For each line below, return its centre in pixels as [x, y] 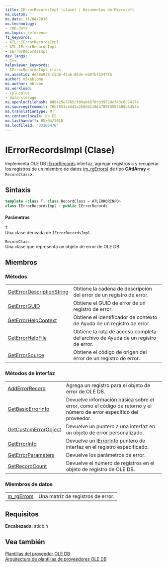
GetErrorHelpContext [32, 320]
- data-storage [21, 97]
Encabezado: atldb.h [27, 526]
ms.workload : [19, 88]
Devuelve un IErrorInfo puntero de [106, 441]
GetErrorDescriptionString [38, 291]
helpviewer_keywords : [28, 65]
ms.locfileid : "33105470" [32, 125]
